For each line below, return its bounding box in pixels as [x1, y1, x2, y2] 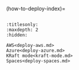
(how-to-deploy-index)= [6, 5, 66, 12]
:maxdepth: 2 [6, 27, 39, 33]
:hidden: [6, 32, 28, 38]
